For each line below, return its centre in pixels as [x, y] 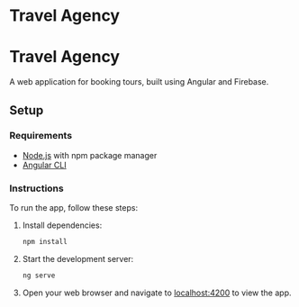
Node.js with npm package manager [90, 155]
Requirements [41, 136]
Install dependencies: [62, 225]
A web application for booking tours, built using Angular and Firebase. [139, 82]
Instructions [37, 188]
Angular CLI [44, 165]
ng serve [39, 275]
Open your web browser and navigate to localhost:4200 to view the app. [157, 293]
